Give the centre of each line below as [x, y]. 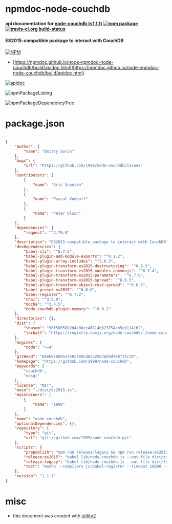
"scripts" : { [28, 447]
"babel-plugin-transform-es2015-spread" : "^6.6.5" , [80, 280]
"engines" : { [28, 342]
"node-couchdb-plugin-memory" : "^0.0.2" [67, 309]
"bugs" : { [25, 161]
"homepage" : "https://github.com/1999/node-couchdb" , [73, 362]
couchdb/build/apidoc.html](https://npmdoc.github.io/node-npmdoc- [86, 67]
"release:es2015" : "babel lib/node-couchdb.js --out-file [87, 457]
